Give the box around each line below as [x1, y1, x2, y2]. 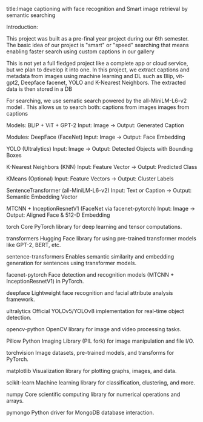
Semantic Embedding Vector [6, 193, 78, 200]
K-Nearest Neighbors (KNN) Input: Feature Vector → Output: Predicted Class [6, 163, 198, 170]
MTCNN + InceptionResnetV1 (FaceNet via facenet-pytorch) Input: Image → [6, 205, 196, 212]
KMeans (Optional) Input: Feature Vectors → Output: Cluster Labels [6, 175, 174, 182]
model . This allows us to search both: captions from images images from [6, 104, 190, 111]
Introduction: [6, 24, 38, 30]
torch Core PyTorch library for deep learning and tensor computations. [6, 223, 182, 230]
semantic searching [6, 12, 56, 19]
